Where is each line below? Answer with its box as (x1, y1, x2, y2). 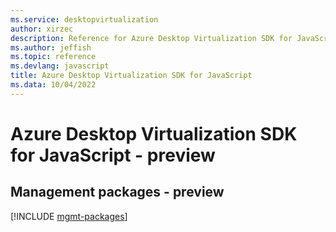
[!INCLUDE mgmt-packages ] (10, 210, 128, 222)
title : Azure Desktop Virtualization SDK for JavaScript (10, 71, 253, 81)
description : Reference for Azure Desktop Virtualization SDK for (10, 33, 293, 43)
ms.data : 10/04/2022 (10, 80, 97, 90)
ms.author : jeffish (10, 42, 92, 53)
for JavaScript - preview (10, 144, 216, 166)
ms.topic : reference (10, 52, 97, 62)
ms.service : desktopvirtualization (10, 14, 159, 25)
